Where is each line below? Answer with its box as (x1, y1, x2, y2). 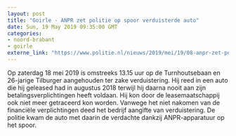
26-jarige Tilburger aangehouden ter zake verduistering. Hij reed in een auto (7, 76, 228, 84)
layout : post (7, 10, 46, 18)
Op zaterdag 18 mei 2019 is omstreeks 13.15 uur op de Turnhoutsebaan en (7, 68, 221, 77)
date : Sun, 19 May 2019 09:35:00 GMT (7, 23, 118, 30)
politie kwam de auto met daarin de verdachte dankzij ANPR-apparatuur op (7, 113, 225, 121)
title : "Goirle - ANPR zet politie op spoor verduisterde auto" (7, 17, 199, 24)
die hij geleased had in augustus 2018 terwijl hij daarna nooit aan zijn (7, 83, 206, 92)
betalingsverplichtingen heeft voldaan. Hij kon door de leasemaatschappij (7, 90, 220, 99)
